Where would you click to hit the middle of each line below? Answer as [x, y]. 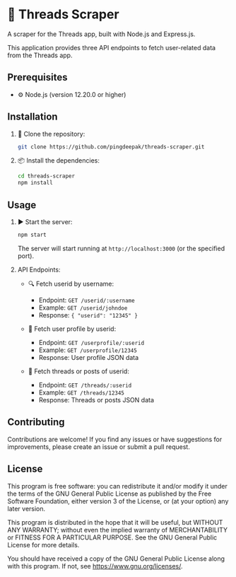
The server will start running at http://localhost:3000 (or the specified [121, 248]
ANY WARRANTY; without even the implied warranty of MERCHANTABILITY [118, 530]
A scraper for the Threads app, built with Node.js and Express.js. [101, 34]
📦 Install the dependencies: [59, 161]
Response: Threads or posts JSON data [96, 400]
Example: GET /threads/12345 [82, 392]
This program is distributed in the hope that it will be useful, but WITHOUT [115, 522]
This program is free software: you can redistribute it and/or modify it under [117, 486]
